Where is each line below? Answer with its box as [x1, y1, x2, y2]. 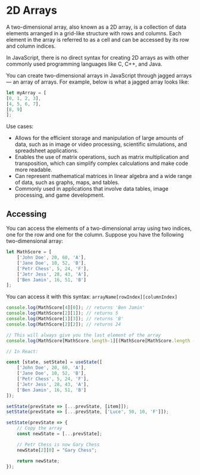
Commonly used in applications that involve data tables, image [14, 185, 168, 192]
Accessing [6, 209, 46, 219]
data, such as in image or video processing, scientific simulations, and [14, 141, 187, 148]
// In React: [6, 348, 39, 354]
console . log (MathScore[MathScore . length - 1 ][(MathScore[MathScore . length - [6, 338, 196, 344]
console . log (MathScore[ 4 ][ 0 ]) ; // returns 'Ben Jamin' [6, 305, 145, 311]
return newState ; [17, 458, 60, 464]
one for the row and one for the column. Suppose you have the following [6, 231, 184, 238]
